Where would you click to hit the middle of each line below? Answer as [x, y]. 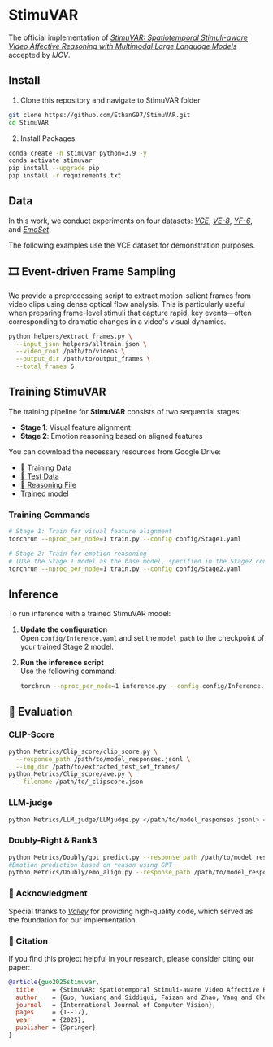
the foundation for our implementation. [73, 920]
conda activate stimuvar [50, 160]
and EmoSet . [30, 229]
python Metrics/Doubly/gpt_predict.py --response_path [103, 857]
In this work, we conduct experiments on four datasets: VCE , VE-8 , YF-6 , [131, 221]
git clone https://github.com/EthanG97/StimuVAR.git [100, 115]
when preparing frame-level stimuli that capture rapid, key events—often [130, 313]
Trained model [44, 493]
